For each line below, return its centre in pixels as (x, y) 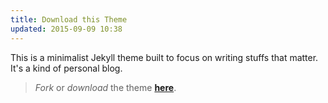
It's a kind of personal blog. (66, 68)
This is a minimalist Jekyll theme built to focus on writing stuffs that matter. (164, 57)
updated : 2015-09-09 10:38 (66, 29)
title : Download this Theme (69, 19)
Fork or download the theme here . (105, 87)
